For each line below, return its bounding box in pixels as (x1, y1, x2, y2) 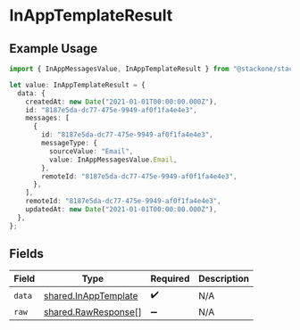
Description (197, 273, 250, 285)
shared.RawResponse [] (43, 306, 143, 318)
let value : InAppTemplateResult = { (9, 80, 146, 89)
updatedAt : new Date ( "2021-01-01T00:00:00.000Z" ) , (25, 205, 218, 214)
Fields (9, 246, 45, 261)
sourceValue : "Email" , (48, 146, 134, 156)
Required (150, 273, 190, 285)
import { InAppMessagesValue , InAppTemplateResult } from (9, 64, 229, 73)
